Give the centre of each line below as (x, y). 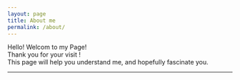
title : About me (31, 21)
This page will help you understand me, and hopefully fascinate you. (108, 62)
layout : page (27, 14)
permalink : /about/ (36, 27)
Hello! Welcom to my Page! (47, 47)
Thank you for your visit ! (44, 55)
